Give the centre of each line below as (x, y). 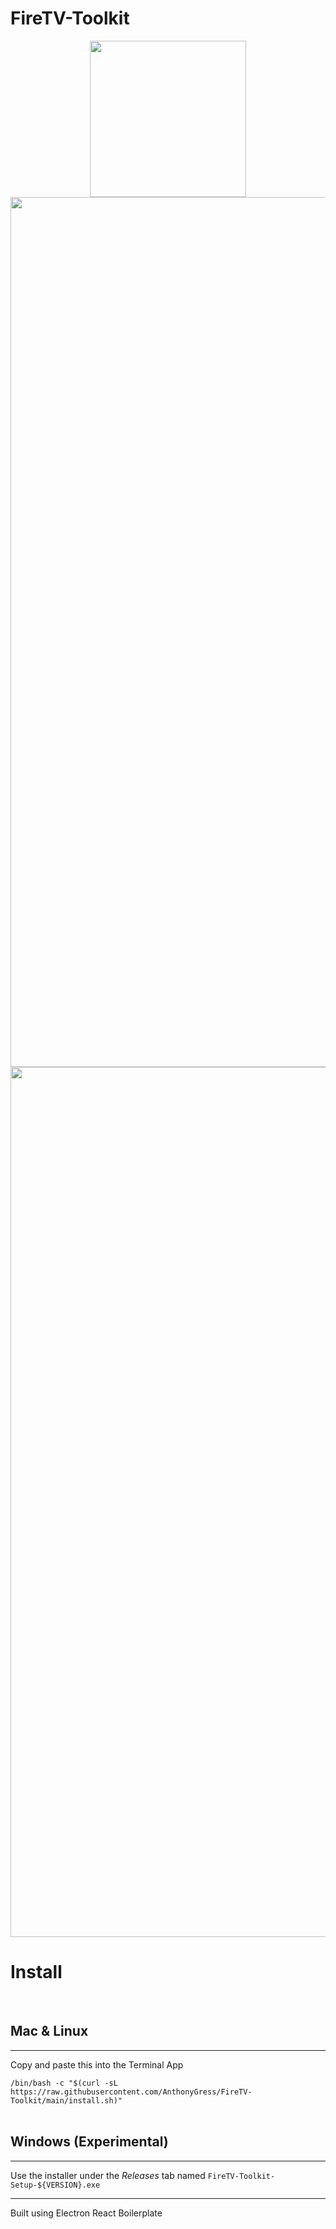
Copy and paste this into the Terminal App (97, 2064)
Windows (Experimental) (89, 2142)
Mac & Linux (49, 2031)
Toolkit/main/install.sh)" (66, 2100)
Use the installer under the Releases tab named (108, 2175)
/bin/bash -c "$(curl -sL (64, 2083)
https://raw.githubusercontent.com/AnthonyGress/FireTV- (131, 2092)
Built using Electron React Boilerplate (86, 2213)
